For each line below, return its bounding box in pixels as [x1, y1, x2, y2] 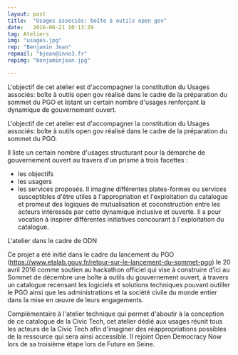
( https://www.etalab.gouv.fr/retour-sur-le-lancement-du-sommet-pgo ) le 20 [7, 257, 231, 266]
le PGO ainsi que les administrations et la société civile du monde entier [7, 288, 217, 297]
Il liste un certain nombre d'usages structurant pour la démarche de [7, 148, 206, 157]
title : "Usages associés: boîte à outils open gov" [7, 17, 167, 24]
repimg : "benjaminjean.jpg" [7, 57, 91, 64]
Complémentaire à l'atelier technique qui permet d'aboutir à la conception [7, 309, 224, 318]
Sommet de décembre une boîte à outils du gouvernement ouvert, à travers [7, 272, 229, 282]
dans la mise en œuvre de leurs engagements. [7, 295, 144, 304]
